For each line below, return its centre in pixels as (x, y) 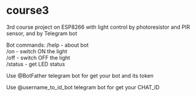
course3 (28, 10)
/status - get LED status (36, 64)
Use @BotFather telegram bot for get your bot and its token (80, 75)
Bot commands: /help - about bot (47, 45)
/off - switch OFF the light (38, 57)
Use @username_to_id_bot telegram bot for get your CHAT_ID (83, 87)
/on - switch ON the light (37, 51)
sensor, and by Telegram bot (42, 33)
